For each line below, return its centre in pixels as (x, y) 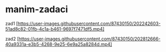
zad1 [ (11, 23)
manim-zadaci (37, 9)
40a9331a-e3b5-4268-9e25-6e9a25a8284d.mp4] (59, 44)
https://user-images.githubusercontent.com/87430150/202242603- (89, 23)
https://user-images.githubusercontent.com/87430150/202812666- (90, 39)
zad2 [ (12, 39)
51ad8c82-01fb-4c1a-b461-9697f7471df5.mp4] (55, 29)
